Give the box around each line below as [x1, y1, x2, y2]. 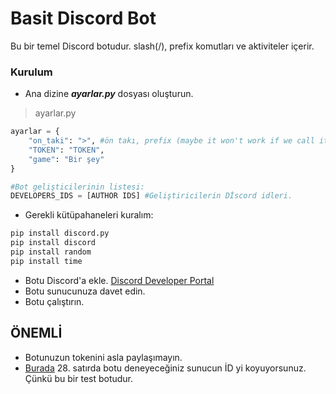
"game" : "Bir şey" [28, 154, 105, 164]
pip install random [10, 247, 92, 257]
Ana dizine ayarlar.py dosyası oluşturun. [24, 88, 194, 100]
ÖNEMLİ [10, 325, 63, 342]
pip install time [10, 256, 83, 266]
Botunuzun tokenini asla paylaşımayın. [24, 351, 183, 363]
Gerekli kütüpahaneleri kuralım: [24, 209, 154, 221]
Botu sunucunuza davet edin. [24, 285, 146, 297]
